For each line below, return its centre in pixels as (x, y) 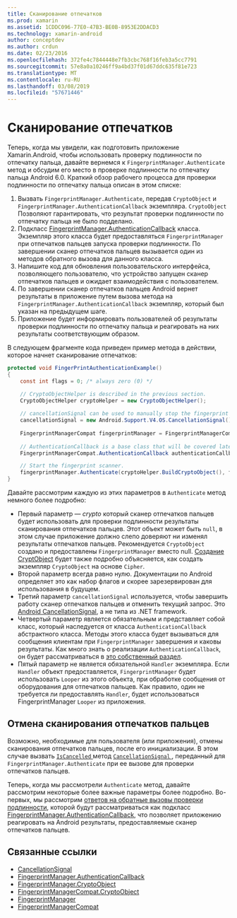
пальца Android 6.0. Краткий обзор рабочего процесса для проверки (112, 178)
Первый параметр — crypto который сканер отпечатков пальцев (116, 514)
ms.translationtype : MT (42, 73)
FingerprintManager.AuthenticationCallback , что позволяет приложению (114, 815)
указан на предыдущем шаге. (62, 311)
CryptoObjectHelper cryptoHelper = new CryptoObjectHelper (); (113, 400)
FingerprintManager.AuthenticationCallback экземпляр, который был (121, 304)
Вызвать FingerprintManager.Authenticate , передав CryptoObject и (117, 199)
